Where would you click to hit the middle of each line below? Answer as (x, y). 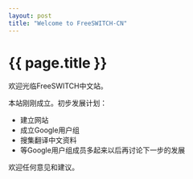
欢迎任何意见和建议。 (43, 167)
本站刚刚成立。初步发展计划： (57, 103)
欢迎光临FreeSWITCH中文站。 (58, 86)
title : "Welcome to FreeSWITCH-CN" (68, 23)
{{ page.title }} (58, 63)
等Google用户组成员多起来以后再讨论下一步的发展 (103, 150)
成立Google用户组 (50, 130)
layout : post (30, 16)
